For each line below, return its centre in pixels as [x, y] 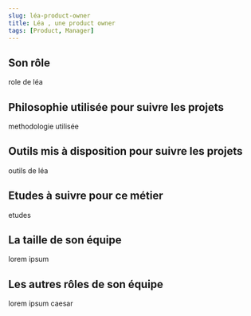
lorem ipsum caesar [41, 303]
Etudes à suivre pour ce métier [86, 196]
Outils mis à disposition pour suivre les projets [125, 151]
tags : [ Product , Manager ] [51, 30]
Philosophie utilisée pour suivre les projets [116, 107]
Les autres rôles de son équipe [86, 284]
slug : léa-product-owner [49, 16]
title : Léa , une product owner [62, 23]
